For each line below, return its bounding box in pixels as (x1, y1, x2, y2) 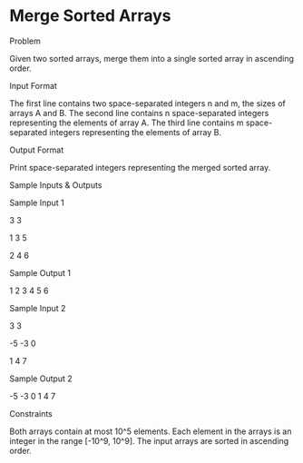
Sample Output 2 (9, 373, 73, 384)
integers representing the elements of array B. (49, 126, 222, 137)
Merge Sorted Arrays (9, 5, 171, 26)
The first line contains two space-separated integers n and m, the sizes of (9, 97, 286, 109)
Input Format (9, 80, 57, 91)
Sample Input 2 (9, 302, 66, 313)
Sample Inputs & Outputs (9, 179, 103, 191)
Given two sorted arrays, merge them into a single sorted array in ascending (9, 53, 295, 64)
